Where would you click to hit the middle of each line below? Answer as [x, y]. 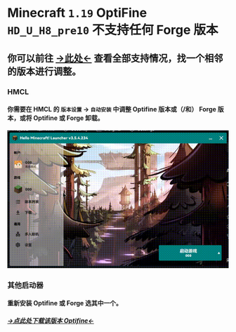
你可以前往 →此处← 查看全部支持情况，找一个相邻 [115, 58]
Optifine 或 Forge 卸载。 [68, 118]
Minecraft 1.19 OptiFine [77, 13]
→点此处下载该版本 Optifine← [51, 321]
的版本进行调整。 [44, 71]
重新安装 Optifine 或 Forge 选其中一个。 [65, 303]
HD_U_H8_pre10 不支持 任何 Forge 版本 [113, 30]
